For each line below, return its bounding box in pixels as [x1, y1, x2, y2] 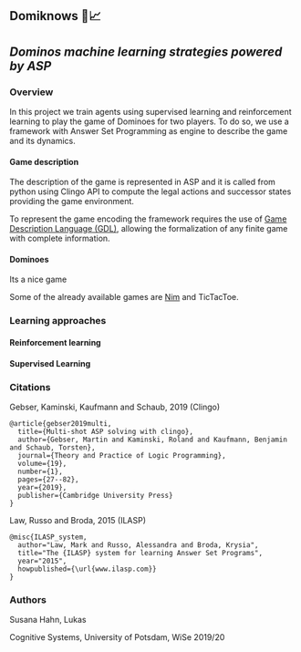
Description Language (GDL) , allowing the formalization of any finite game [9, 223, 288, 234]
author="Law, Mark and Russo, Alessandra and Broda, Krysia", [17, 540, 259, 550]
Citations [9, 380, 51, 393]
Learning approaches [9, 315, 107, 327]
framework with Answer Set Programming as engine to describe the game [9, 126, 288, 137]
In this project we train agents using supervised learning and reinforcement [9, 107, 292, 118]
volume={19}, [17, 459, 67, 468]
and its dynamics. [9, 136, 76, 147]
